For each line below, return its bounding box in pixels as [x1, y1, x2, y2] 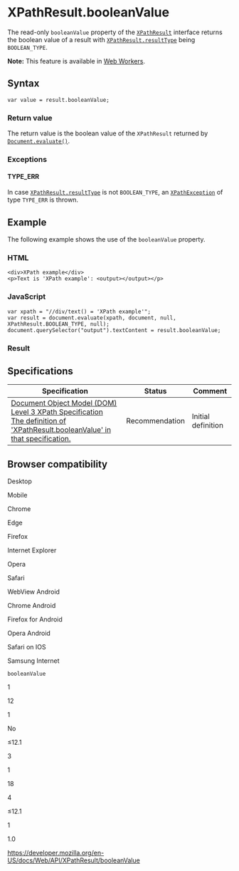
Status [144, 386, 167, 396]
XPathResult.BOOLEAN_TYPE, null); [7, 320, 110, 328]
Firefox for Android [7, 615, 63, 624]
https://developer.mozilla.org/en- [7, 849, 105, 857]
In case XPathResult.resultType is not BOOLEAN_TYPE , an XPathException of [7, 188, 223, 197]
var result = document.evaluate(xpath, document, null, [7, 314, 176, 321]
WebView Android [7, 587, 60, 596]
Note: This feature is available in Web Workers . [7, 56, 146, 65]
